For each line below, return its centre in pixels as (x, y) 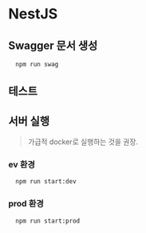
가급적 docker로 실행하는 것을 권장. (83, 142)
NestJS (33, 14)
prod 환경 (26, 203)
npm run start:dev (46, 182)
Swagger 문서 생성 (53, 45)
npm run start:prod (48, 221)
